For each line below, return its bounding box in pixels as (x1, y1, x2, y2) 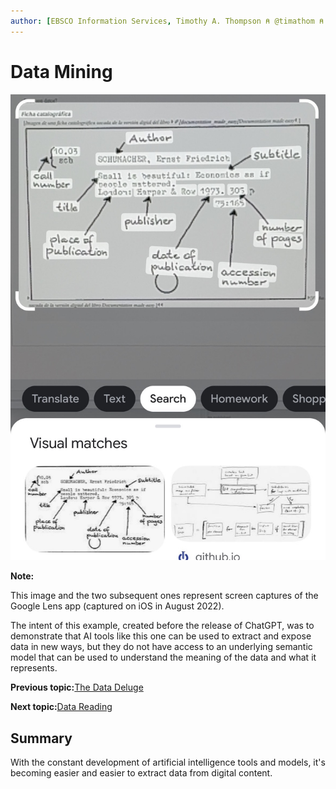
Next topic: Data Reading (10, 701, 113, 713)
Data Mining (10, 60, 113, 83)
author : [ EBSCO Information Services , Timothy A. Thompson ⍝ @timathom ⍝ (10, 16, 325, 26)
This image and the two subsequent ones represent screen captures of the (10, 590, 319, 602)
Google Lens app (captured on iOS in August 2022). (10, 600, 225, 612)
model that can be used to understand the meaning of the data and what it (10, 651, 317, 664)
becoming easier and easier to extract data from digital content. (10, 767, 273, 779)
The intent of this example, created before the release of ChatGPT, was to (10, 620, 315, 632)
